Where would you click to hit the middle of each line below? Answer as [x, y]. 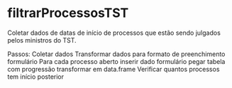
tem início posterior [36, 77]
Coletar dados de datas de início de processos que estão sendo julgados [114, 33]
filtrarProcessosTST [68, 13]
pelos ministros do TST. [42, 40]
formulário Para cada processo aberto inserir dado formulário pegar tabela [116, 61]
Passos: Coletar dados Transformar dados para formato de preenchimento [116, 54]
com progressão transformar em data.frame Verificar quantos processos [114, 69]
